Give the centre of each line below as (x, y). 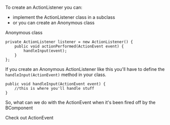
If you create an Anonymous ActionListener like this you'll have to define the (85, 69)
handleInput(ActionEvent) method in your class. (56, 74)
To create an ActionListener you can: (44, 7)
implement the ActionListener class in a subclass (64, 17)
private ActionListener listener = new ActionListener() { (69, 42)
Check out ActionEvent (29, 118)
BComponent (19, 108)
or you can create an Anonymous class (54, 23)
